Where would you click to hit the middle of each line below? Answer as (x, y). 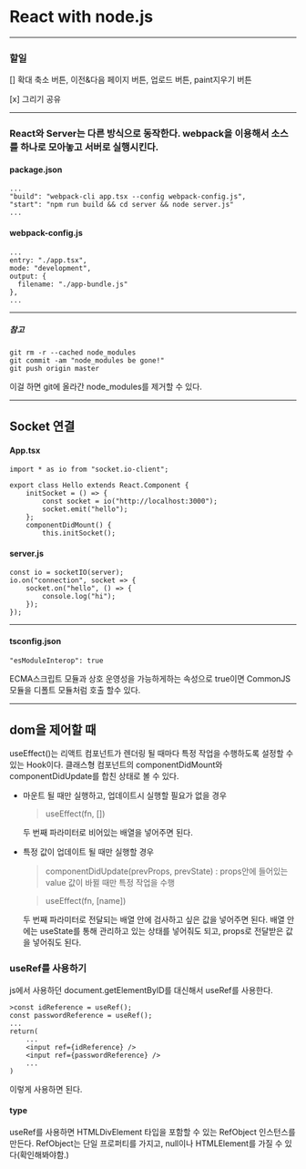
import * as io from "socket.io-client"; (89, 470)
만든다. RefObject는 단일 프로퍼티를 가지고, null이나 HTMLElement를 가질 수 (146, 1143)
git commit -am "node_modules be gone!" (87, 360)
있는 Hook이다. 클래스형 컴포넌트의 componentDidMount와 (116, 765)
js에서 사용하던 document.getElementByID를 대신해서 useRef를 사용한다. (141, 990)
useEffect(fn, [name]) (86, 901)
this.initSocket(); (79, 533)
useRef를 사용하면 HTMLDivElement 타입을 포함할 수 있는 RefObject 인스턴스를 (153, 1132)
